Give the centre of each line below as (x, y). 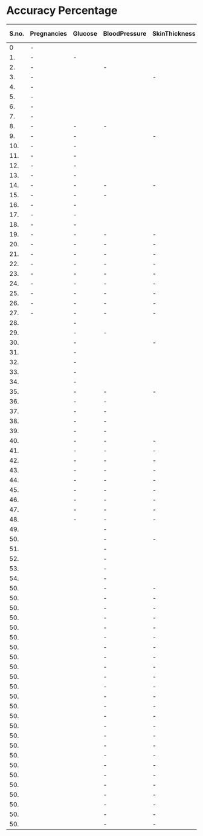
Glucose (85, 33)
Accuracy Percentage (62, 11)
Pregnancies (49, 33)
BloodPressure (125, 33)
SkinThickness (174, 33)
